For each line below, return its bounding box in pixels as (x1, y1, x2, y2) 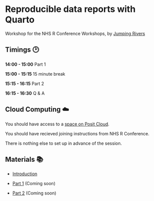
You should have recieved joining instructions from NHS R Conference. (5, 130, 150, 136)
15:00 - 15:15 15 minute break (5, 71, 65, 77)
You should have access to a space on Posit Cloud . (5, 121, 110, 127)
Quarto (5, 14, 35, 25)
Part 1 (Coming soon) (12, 181, 55, 187)
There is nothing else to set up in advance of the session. (5, 140, 122, 146)
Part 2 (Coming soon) (12, 190, 56, 196)
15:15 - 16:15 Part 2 (5, 81, 45, 87)
